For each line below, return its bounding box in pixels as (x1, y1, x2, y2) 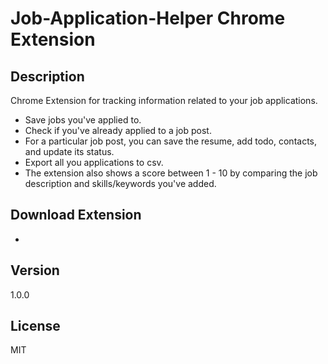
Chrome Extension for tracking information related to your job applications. (10, 95, 318, 106)
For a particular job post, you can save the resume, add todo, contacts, (24, 135, 318, 147)
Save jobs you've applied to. (24, 114, 142, 126)
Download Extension (10, 207, 142, 224)
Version (10, 262, 60, 279)
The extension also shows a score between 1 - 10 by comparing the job (24, 167, 318, 179)
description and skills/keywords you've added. (24, 178, 217, 189)
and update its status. (24, 146, 115, 157)
